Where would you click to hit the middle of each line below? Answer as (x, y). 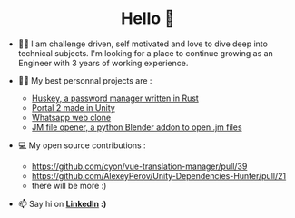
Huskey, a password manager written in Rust (115, 98)
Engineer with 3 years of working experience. (103, 63)
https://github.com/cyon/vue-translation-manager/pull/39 (139, 166)
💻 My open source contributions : (82, 145)
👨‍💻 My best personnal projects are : (85, 80)
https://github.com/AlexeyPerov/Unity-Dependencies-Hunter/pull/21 (159, 175)
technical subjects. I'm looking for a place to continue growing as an (146, 53)
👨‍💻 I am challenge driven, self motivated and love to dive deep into (143, 44)
